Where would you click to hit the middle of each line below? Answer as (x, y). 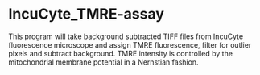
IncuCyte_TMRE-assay (87, 14)
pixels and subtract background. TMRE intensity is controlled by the (121, 53)
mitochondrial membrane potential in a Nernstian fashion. (103, 62)
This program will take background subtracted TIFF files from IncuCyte (126, 36)
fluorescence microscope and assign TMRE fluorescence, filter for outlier (130, 44)
